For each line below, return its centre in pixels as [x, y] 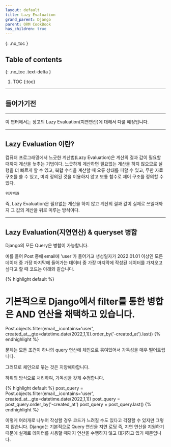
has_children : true [26, 29]
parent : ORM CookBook [28, 24]
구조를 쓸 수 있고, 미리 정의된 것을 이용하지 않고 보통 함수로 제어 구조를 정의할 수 [84, 176]
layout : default [22, 10]
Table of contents [34, 59]
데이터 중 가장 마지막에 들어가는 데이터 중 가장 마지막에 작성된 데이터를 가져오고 [84, 262]
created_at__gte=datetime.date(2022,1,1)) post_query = [63, 399]
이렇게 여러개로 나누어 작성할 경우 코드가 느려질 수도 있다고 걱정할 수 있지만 [80, 420]
